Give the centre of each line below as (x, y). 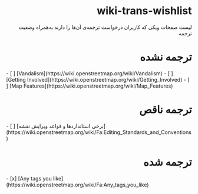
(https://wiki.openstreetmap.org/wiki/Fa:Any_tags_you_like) (77, 185)
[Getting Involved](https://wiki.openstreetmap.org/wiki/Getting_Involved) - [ (98, 79)
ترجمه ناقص (166, 110)
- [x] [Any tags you (29, 178)
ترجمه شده (168, 162)
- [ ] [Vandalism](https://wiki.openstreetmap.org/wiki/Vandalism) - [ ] (90, 73)
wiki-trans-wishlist (144, 11)
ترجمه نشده (166, 57)
